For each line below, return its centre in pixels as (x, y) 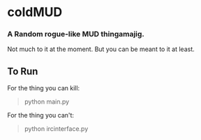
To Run (23, 71)
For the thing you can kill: (44, 88)
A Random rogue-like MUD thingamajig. (76, 34)
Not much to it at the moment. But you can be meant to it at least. (101, 49)
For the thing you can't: (41, 115)
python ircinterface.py (56, 129)
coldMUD (35, 12)
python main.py (47, 101)
